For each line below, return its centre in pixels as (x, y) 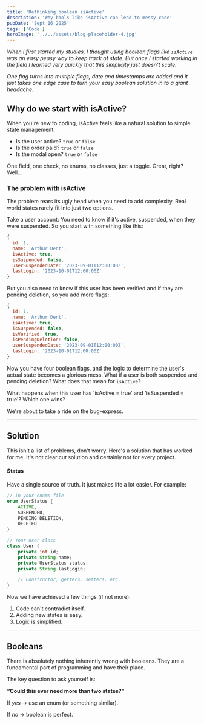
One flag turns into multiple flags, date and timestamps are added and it (97, 77)
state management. (31, 129)
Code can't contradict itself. (50, 609)
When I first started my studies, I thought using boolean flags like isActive (100, 52)
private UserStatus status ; (53, 563)
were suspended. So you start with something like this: (75, 226)
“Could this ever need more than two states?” (66, 691)
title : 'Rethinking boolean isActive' (56, 12)
